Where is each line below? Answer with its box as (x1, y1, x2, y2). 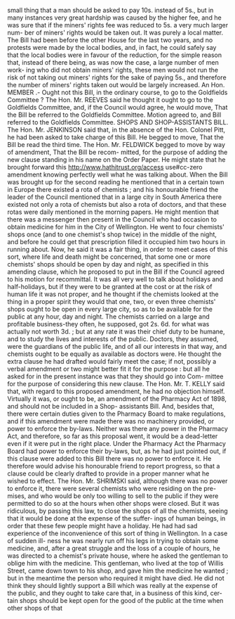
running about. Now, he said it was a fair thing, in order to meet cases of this (7, 245, 228, 253)
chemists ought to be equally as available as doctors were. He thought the (7, 350, 222, 358)
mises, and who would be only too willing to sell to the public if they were (7, 492, 219, 500)
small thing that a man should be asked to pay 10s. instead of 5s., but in (7, 6, 214, 14)
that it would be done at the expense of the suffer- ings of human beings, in (7, 514, 226, 523)
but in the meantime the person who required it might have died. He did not (7, 574, 224, 582)
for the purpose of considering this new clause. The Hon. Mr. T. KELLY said (7, 380, 225, 388)
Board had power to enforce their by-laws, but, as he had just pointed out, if (7, 447, 227, 455)
